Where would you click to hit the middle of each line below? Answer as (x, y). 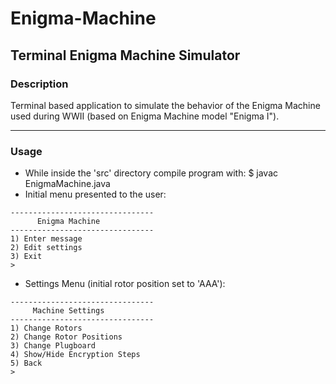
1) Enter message (46, 239)
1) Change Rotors (46, 328)
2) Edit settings (46, 248)
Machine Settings (68, 311)
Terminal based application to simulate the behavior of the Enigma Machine (165, 105)
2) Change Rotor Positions (66, 337)
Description (39, 84)
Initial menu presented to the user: (95, 194)
